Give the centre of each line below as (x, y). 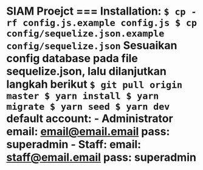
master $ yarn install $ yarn (83, 96)
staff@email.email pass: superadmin (101, 158)
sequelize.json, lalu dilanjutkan (87, 72)
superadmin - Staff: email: (74, 145)
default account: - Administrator (90, 119)
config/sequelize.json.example (85, 34)
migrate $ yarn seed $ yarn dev (88, 107)
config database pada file (72, 58)
